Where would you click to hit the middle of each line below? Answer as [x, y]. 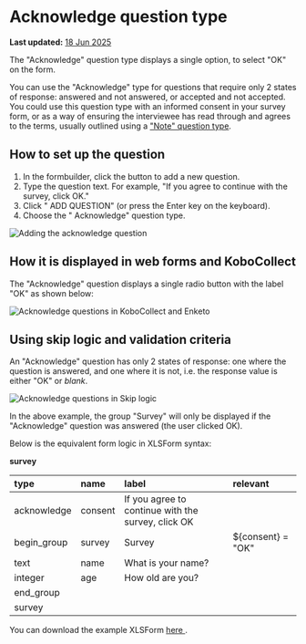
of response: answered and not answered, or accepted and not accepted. [148, 97]
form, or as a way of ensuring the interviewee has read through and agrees [150, 116]
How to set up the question [87, 155]
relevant [251, 483]
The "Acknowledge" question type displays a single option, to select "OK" [148, 59]
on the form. [33, 69]
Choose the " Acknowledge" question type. [104, 215]
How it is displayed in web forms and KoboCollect [153, 262]
